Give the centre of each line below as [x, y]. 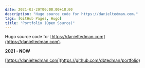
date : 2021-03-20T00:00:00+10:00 [39, 9]
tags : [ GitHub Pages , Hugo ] [34, 18]
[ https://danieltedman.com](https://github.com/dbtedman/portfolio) [72, 60]
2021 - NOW [18, 51]
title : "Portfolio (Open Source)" [40, 23]
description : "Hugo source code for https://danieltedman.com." [72, 14]
